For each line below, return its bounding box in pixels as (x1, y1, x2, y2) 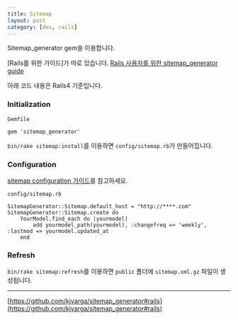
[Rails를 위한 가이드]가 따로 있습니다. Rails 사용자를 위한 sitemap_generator (7, 59, 218, 67)
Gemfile (7, 115, 30, 122)
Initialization (7, 100, 51, 110)
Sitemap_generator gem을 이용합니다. (7, 44, 115, 52)
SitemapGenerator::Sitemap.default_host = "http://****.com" (7, 202, 192, 210)
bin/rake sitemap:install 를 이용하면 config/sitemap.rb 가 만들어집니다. (7, 141, 213, 149)
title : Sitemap (7, 10, 52, 18)
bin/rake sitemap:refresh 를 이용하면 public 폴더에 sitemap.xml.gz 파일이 (7, 267, 219, 276)
